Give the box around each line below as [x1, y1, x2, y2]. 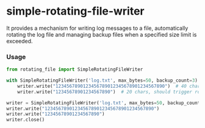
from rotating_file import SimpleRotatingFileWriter [6, 66, 143, 73]
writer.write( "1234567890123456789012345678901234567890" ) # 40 [17, 83, 187, 89]
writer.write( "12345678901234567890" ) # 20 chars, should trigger [17, 88, 192, 95]
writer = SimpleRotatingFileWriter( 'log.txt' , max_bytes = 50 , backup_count [6, 99, 201, 106]
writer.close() [6, 117, 45, 123]
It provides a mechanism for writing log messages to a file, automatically [6, 24, 189, 32]
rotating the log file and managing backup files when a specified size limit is [6, 30, 197, 38]
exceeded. [6, 37, 33, 44]
